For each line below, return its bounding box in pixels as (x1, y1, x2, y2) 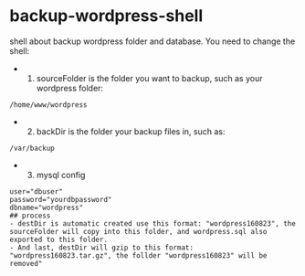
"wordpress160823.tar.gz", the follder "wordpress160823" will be (9, 250, 268, 260)
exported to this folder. (9, 235, 108, 244)
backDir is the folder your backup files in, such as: (36, 125, 226, 137)
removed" (9, 259, 43, 268)
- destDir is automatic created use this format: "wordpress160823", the (9, 218, 297, 228)
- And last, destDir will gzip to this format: (9, 243, 195, 252)
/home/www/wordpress (9, 100, 89, 110)
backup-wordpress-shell (9, 5, 204, 27)
